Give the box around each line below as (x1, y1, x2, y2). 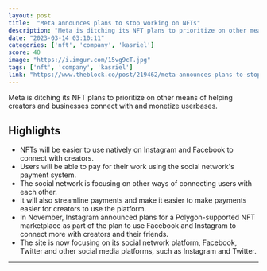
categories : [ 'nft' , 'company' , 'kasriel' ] (8, 41, 155, 49)
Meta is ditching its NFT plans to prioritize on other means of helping (8, 92, 233, 102)
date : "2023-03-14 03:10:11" (8, 33, 105, 42)
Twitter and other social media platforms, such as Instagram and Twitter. (19, 246, 257, 256)
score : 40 (8, 48, 41, 56)
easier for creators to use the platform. (19, 204, 147, 214)
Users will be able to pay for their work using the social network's (19, 162, 234, 172)
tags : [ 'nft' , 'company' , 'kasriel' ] (8, 64, 133, 72)
